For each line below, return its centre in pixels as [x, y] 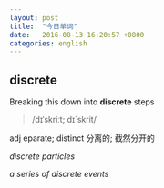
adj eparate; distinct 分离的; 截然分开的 [82, 138]
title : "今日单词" [44, 26]
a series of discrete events [59, 174]
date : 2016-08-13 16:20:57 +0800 [77, 35]
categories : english [49, 43]
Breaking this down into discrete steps [82, 102]
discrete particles [42, 156]
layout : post [34, 18]
